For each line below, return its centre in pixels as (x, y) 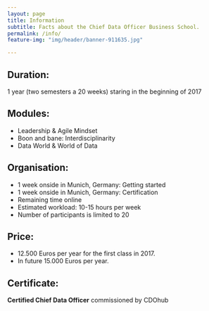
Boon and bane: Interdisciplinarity (66, 138)
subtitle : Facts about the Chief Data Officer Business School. (103, 27)
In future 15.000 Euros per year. (63, 261)
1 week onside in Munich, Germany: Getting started (91, 184)
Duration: (28, 75)
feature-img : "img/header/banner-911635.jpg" (75, 40)
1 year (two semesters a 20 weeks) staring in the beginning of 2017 (104, 91)
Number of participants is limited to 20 (73, 215)
